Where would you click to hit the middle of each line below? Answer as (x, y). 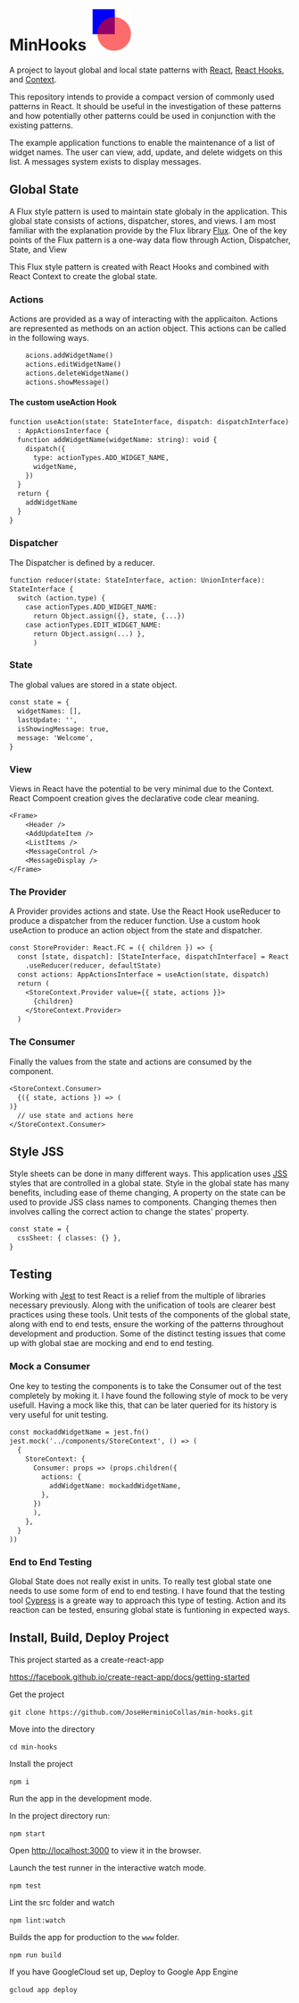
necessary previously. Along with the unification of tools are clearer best (143, 1305)
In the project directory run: (60, 1815)
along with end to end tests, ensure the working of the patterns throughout (146, 1325)
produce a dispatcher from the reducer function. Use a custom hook (135, 921)
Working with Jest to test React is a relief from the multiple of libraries (137, 1296)
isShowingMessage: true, (63, 729)
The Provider (38, 892)
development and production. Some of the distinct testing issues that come (147, 1334)
